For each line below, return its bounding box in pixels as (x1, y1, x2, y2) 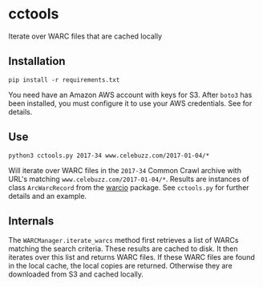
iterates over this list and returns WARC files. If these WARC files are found (8, 253, 255, 262)
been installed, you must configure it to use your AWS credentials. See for (8, 98, 253, 108)
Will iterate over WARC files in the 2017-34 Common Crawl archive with (8, 165, 242, 175)
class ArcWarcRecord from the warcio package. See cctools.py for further (8, 182, 250, 192)
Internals (8, 214, 55, 228)
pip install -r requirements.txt (8, 75, 120, 84)
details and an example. (8, 191, 87, 200)
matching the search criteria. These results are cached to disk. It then (8, 244, 238, 253)
